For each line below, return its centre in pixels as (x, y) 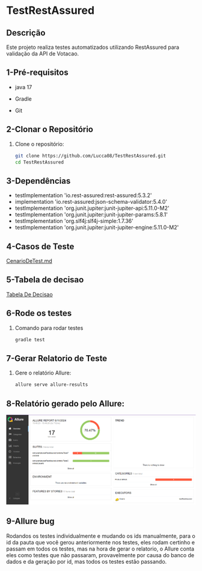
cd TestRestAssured (39, 162)
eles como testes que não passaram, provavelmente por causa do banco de (100, 555)
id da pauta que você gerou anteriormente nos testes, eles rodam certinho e (101, 542)
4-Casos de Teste (40, 246)
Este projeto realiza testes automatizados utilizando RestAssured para (93, 47)
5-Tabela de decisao (45, 280)
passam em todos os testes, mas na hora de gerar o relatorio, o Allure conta (100, 549)
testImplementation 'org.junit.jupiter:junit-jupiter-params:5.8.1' (91, 215)
